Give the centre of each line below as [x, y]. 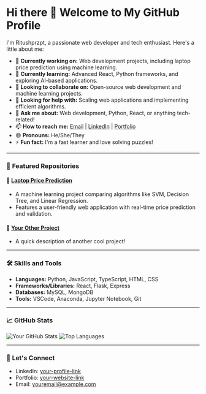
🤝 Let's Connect [31, 358]
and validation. [34, 214]
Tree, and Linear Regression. [51, 201]
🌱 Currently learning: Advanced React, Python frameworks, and [97, 74]
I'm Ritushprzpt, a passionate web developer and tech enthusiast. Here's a [100, 42]
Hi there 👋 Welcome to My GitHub [93, 13]
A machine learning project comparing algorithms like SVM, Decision [102, 194]
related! [25, 119]
